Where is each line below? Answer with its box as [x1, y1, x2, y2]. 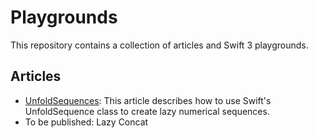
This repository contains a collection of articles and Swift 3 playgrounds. [10, 39, 309, 51]
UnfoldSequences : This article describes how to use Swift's [24, 94, 272, 106]
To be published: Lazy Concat [24, 116, 149, 128]
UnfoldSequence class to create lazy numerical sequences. [24, 105, 270, 117]
